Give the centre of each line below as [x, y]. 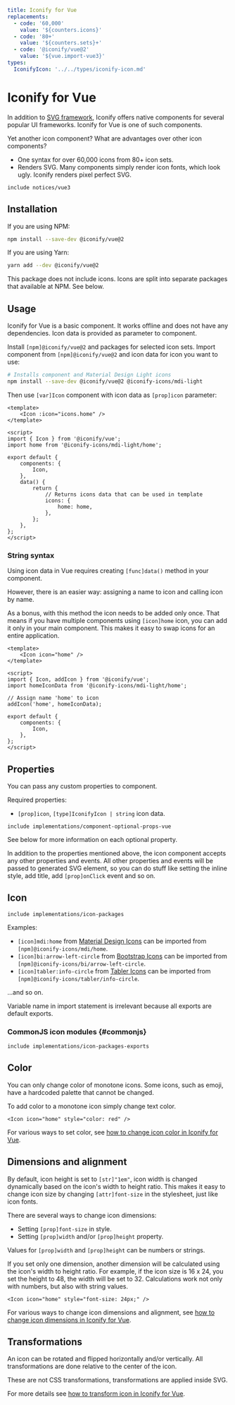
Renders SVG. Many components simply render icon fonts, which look [119, 167]
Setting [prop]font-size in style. [64, 1228]
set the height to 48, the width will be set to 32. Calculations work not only [115, 1279]
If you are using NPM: [39, 226]
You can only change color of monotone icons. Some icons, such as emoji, [115, 1085]
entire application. [33, 636]
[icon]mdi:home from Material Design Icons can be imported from [112, 941]
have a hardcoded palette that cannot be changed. [81, 1092]
